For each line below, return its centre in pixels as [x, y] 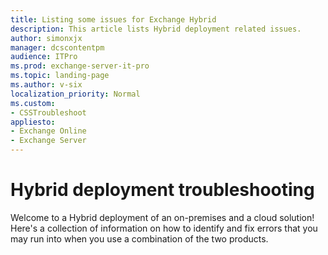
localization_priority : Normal [75, 94]
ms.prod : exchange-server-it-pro [80, 66]
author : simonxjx [46, 38]
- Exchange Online [48, 131]
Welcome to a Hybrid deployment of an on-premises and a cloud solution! [162, 217]
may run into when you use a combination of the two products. [139, 238]
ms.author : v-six [46, 85]
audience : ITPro [44, 57]
